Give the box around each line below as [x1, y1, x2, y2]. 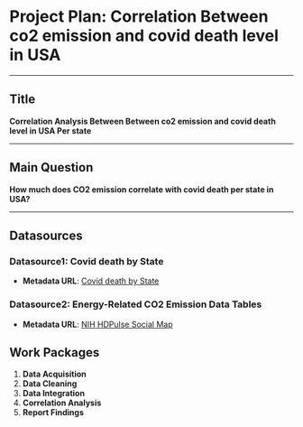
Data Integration [22, 388, 86, 399]
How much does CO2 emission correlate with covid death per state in [9, 183, 274, 195]
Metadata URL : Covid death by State [22, 275, 160, 286]
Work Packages [9, 345, 100, 360]
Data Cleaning [22, 378, 78, 389]
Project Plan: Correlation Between [9, 6, 269, 27]
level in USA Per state [9, 125, 92, 136]
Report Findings [22, 407, 84, 418]
